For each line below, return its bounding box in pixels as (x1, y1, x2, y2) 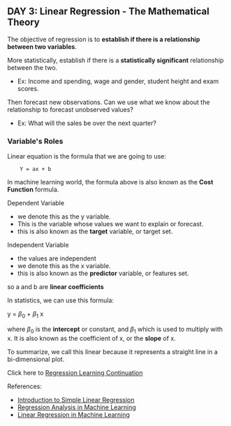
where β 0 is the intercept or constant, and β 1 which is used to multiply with (7, 325, 223, 335)
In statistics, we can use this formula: (7, 296, 114, 304)
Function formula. (7, 185, 59, 194)
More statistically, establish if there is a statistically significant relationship (7, 56, 224, 64)
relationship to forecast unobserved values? (7, 105, 134, 114)
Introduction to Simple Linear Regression (17, 395, 135, 404)
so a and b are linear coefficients (7, 283, 105, 291)
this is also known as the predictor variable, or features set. (17, 269, 190, 278)
